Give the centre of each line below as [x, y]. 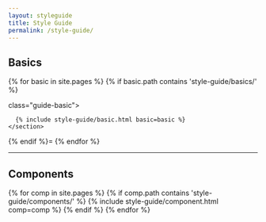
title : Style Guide [40, 23]
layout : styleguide [40, 15]
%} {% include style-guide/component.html [148, 201]
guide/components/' [42, 201]
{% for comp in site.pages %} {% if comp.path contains [99, 193]
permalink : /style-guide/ [51, 30]
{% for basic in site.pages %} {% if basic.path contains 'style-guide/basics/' [133, 82]
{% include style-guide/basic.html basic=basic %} [101, 120]
